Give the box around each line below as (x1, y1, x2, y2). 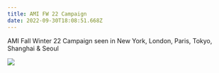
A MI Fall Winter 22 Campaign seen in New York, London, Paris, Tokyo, (7, 36, 213, 45)
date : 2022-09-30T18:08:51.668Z (7, 17, 103, 24)
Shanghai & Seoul (7, 44, 59, 52)
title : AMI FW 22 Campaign (7, 10, 87, 18)
